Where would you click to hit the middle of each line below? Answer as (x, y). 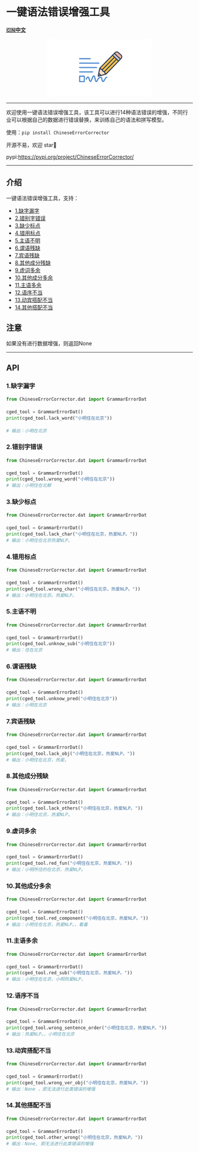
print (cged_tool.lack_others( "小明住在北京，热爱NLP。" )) (75, 808)
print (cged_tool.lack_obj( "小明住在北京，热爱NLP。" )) (71, 753)
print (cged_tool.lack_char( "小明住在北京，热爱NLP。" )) (72, 534)
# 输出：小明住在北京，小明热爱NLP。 (46, 979)
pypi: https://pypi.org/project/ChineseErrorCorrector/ (70, 157)
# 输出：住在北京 (24, 650)
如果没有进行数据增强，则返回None (49, 343)
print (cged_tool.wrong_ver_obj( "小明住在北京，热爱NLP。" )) (77, 1082)
